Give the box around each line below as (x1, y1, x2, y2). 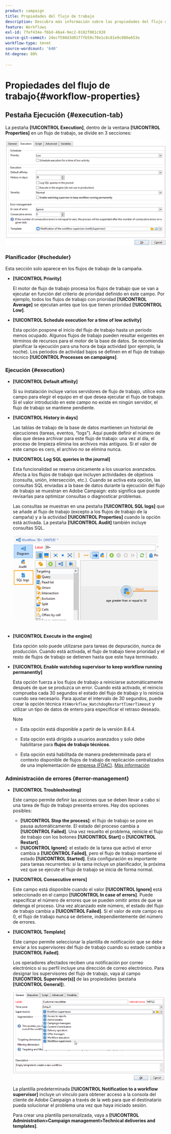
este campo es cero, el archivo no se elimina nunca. (12, 446, 122, 452)
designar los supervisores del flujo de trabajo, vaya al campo (12, 970, 141, 976)
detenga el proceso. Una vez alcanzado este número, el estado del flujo (12, 902, 164, 908)
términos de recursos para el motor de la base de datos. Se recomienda (12, 338, 164, 344)
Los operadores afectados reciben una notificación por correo (12, 959, 144, 966)
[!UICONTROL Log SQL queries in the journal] (12, 456, 110, 462)
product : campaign (5, 8, 44, 13)
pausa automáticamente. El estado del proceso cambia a (20, 823, 139, 829)
